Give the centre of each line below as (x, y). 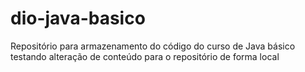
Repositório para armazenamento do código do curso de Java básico (153, 46)
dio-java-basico (78, 18)
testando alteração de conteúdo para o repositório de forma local (145, 56)
